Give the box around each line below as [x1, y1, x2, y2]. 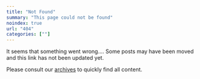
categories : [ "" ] [6, 31, 51, 37]
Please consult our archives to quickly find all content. [6, 66, 143, 73]
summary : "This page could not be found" [6, 14, 113, 21]
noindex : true [6, 20, 43, 26]
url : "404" [6, 25, 34, 32]
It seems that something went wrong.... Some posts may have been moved [6, 48, 194, 55]
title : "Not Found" [6, 8, 56, 15]
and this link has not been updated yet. [6, 54, 104, 62]
